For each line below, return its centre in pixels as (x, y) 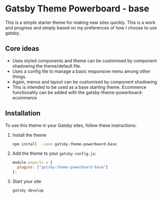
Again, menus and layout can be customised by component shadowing (85, 82)
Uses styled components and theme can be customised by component (84, 61)
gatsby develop (28, 191)
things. (19, 76)
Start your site (27, 182)
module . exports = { (32, 163)
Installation (23, 113)
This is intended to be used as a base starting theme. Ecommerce (79, 87)
